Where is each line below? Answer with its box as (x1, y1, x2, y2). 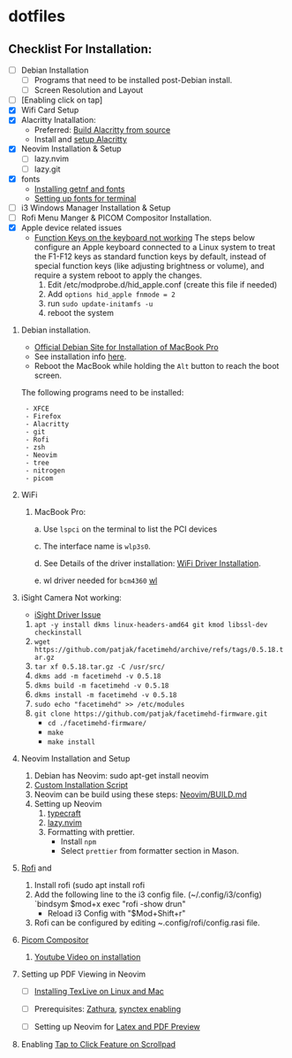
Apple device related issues (20, 222, 123, 233)
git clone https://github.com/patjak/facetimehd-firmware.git (34, 709, 268, 718)
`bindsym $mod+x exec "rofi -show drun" (34, 898, 186, 908)
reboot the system (47, 307, 114, 318)
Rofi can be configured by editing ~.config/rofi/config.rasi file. (34, 917, 261, 928)
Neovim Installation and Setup (20, 753, 131, 763)
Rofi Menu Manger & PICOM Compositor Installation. (20, 212, 213, 223)
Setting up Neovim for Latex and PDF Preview (34, 1021, 200, 1031)
